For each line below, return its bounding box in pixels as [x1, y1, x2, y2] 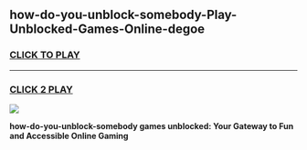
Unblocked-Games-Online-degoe [9, 22, 206, 37]
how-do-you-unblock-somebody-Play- [9, 7, 238, 23]
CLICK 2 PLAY [9, 83, 73, 95]
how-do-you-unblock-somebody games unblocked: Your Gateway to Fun [9, 120, 294, 131]
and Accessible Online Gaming [9, 130, 129, 141]
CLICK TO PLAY [9, 49, 80, 62]
